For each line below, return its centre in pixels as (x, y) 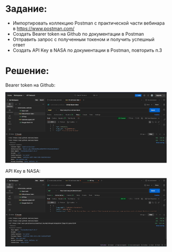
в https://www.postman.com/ (44, 28)
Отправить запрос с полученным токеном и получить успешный (83, 39)
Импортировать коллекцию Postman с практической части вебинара (89, 23)
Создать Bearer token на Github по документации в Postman (78, 34)
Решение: (27, 71)
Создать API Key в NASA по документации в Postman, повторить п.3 (87, 50)
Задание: (26, 9)
